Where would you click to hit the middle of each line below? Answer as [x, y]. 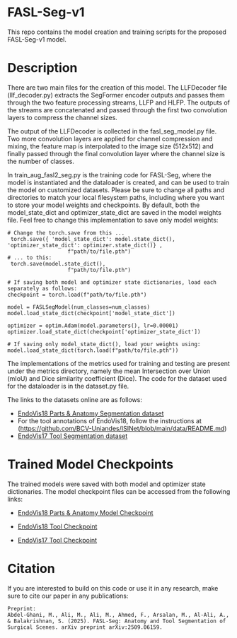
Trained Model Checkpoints [91, 465]
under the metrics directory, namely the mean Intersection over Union [109, 371]
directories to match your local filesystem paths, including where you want [116, 197]
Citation [31, 569]
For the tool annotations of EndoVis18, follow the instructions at [109, 420]
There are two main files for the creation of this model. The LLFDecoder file [117, 87]
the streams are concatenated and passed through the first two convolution [117, 110]
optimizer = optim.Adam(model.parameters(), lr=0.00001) [93, 326]
